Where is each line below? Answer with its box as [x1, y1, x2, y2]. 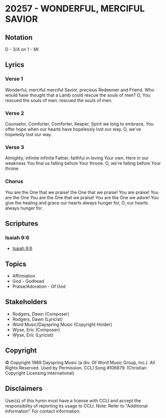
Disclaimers [5, 384, 43, 393]
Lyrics [5, 60, 25, 69]
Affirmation [12, 273, 36, 279]
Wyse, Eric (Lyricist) [12, 332, 53, 338]
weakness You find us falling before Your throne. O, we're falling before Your [5, 160, 161, 166]
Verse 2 [5, 109, 24, 116]
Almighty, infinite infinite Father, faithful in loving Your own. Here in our [5, 155, 149, 161]
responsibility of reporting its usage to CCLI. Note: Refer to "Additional [5, 403, 148, 409]
